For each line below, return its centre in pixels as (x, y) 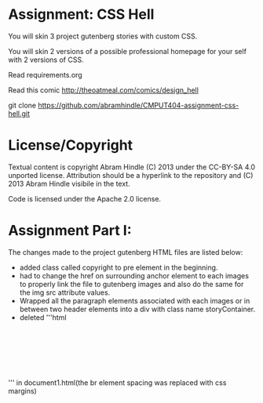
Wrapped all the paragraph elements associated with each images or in (135, 300)
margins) (22, 390)
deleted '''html (43, 317)
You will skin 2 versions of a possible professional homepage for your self (128, 51)
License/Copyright (71, 145)
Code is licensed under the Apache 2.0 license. (85, 198)
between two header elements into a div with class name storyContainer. (137, 309)
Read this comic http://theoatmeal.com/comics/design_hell (103, 90)
